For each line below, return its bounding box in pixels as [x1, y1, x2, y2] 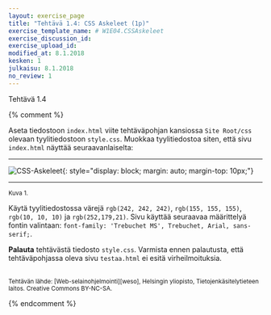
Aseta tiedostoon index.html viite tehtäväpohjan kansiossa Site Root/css [8, 125, 252, 135]
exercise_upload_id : [8, 42, 78, 50]
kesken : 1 [8, 57, 42, 65]
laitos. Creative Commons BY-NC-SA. [8, 284, 113, 292]
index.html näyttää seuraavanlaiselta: [8, 142, 134, 152]
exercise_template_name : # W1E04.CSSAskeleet [8, 27, 164, 35]
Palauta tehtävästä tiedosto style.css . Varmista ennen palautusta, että [8, 244, 244, 254]
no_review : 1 [8, 72, 52, 80]
